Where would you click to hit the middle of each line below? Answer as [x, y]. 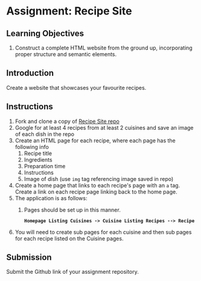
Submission [29, 257]
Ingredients [38, 159]
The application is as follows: [51, 198]
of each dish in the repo [44, 134]
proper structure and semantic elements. [66, 54]
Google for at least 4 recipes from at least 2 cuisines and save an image [104, 127]
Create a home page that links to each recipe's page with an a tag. [97, 185]
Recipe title [38, 153]
